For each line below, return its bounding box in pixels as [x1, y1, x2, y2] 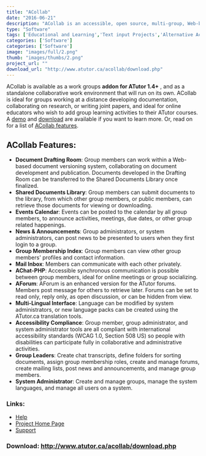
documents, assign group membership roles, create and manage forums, [15, 358, 200, 366]
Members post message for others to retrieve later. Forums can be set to [15, 287, 199, 294]
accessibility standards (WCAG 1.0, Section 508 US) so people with [15, 332, 185, 339]
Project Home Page [15, 420, 64, 427]
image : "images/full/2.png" [6, 49, 78, 55]
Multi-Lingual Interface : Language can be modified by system [15, 299, 174, 307]
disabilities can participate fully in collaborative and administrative [15, 339, 182, 346]
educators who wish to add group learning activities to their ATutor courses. [6, 109, 198, 117]
